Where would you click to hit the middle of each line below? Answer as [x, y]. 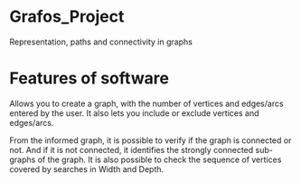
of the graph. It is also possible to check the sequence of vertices [160, 159]
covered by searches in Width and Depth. [87, 169]
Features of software [89, 78]
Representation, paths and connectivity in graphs [101, 42]
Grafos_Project [67, 17]
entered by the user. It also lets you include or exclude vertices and [134, 113]
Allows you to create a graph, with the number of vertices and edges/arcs [146, 103]
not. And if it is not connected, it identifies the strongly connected [132, 149]
